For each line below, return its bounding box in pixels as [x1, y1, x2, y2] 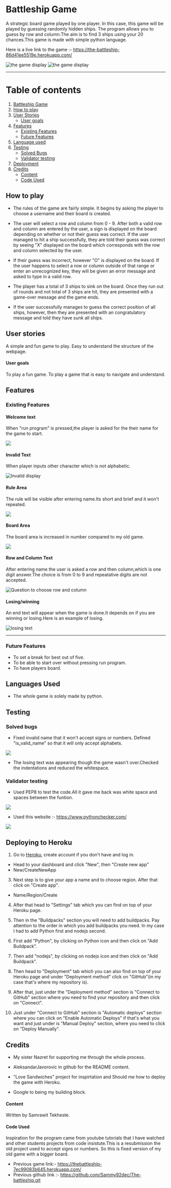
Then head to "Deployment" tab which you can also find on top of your [13, 968, 161, 974]
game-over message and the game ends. [13, 294, 99, 300]
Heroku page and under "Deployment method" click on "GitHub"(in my [13, 974, 161, 980]
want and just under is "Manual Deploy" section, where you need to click [13, 1021, 165, 1027]
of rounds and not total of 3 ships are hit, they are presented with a [13, 288, 153, 294]
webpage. [6, 348, 27, 354]
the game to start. [6, 431, 43, 437]
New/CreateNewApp [13, 867, 56, 873]
